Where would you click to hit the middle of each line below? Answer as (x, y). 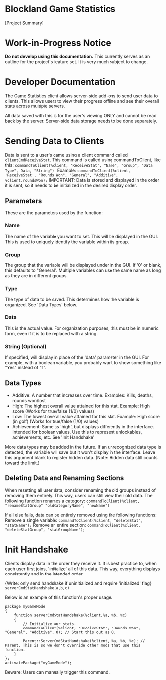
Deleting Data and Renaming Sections (65, 478)
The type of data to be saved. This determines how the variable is (72, 299)
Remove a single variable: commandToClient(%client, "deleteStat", (74, 520)
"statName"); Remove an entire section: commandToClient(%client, (73, 525)
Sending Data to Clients (55, 141)
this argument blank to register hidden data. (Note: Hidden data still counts (81, 457)
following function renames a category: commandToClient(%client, (72, 501)
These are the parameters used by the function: (54, 213)
